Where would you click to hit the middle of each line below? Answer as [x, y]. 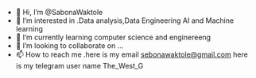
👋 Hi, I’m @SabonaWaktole [59, 12]
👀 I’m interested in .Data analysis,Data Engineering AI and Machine [125, 20]
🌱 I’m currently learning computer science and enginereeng [113, 37]
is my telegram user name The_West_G [80, 66]
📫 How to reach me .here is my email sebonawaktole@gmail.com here [132, 54]
